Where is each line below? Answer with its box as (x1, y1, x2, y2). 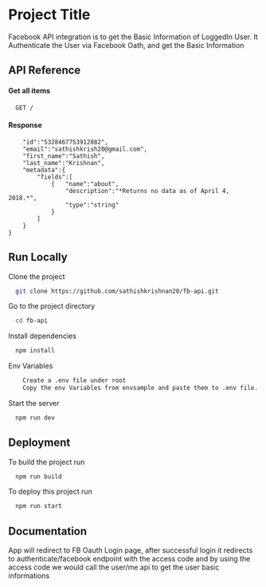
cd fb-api (15, 317, 48, 325)
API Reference (8, 64, 81, 77)
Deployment (8, 436, 71, 450)
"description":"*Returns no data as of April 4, (65, 187, 229, 195)
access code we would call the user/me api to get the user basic (8, 562, 220, 572)
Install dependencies (8, 331, 77, 341)
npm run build (15, 472, 62, 480)
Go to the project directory (8, 301, 96, 311)
